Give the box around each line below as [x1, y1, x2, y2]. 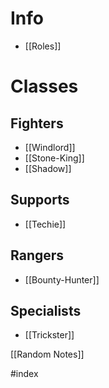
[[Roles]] [24, 40, 62, 52]
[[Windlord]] [24, 141, 76, 153]
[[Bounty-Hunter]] [24, 273, 100, 286]
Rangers [10, 247, 65, 264]
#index [10, 368, 39, 380]
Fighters [10, 115, 64, 132]
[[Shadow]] [24, 162, 72, 174]
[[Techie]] [24, 218, 67, 230]
